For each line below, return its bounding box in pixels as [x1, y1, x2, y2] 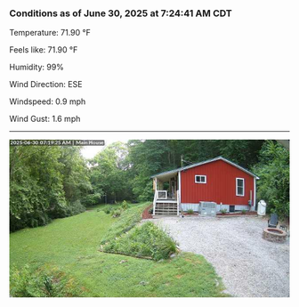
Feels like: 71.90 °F [9, 44, 78, 55]
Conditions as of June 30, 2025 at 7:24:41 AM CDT [9, 7, 233, 20]
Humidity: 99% [9, 61, 65, 73]
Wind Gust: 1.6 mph [9, 114, 81, 125]
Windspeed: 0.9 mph [9, 96, 86, 107]
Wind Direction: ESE [9, 79, 83, 90]
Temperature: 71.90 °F [9, 28, 91, 38]
